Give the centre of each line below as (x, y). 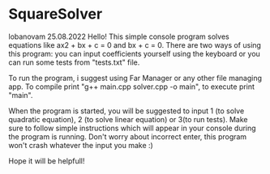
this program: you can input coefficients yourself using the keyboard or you (135, 53)
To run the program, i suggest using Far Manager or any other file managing (135, 78)
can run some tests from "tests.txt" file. (74, 62)
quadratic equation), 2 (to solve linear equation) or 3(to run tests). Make (129, 119)
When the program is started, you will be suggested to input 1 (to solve (126, 111)
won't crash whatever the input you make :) (81, 145)
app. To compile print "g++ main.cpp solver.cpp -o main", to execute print (132, 87)
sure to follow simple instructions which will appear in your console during (133, 128)
